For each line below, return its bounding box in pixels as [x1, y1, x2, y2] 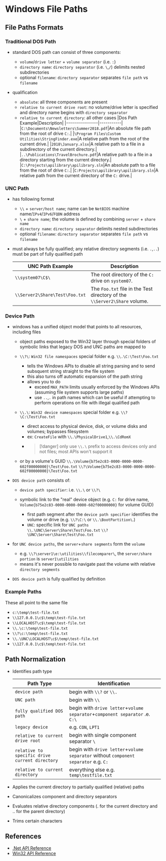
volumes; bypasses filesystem [27, 429, 89, 435]
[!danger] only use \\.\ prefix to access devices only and [39, 444, 157, 450]
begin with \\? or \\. [69, 688, 118, 695]
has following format [12, 196, 54, 202]
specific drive [14, 753, 51, 758]
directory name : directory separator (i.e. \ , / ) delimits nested [19, 64, 145, 70]
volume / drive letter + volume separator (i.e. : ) [19, 58, 116, 65]
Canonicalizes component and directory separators [12, 793, 117, 799]
